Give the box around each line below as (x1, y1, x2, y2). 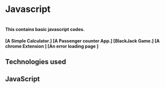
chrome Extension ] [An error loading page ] (5, 43, 99, 49)
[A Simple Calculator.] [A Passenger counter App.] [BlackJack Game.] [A (5, 37, 160, 43)
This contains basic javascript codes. (5, 26, 85, 32)
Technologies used (5, 57, 66, 66)
